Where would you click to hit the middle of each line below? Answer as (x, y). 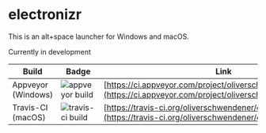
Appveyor (30, 85)
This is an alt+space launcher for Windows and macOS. (99, 36)
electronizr (45, 15)
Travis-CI (30, 107)
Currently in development (49, 51)
